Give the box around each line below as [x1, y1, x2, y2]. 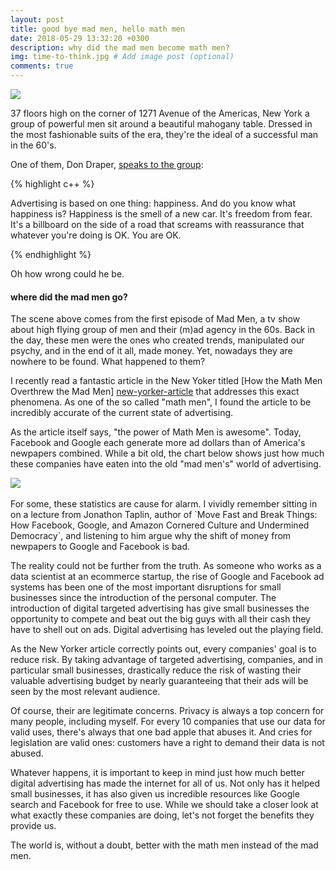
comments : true [10, 61, 74, 71]
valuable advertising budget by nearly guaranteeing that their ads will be [10, 675, 309, 687]
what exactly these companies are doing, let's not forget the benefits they [10, 809, 315, 821]
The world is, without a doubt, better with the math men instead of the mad [10, 839, 319, 851]
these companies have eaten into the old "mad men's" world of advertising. [10, 458, 322, 470]
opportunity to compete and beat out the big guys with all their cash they [10, 613, 311, 625]
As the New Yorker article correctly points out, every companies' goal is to [10, 643, 317, 655]
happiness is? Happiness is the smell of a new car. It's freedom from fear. [10, 208, 313, 220]
